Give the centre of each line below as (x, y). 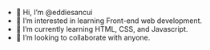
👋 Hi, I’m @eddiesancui (54, 12)
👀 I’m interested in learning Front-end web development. (109, 21)
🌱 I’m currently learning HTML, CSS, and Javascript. (102, 29)
